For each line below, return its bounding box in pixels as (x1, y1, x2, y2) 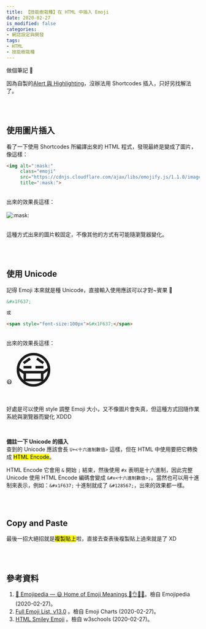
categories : (6, 26, 37, 33)
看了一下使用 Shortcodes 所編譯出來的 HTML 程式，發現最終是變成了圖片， (6, 142, 197, 150)
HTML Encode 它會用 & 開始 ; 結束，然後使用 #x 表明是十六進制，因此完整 (6, 466, 193, 473)
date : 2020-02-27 (6, 15, 51, 21)
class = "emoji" (20, 168, 56, 175)
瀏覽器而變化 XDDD (22, 412, 72, 420)
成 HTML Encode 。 (6, 453, 55, 460)
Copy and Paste (6, 518, 68, 528)
